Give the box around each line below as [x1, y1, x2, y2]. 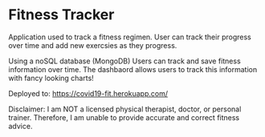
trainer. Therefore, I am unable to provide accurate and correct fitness [8, 112, 240, 122]
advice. [8, 121, 33, 131]
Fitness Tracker [8, 6, 115, 24]
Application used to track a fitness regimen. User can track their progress [8, 32, 251, 42]
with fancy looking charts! [8, 73, 94, 83]
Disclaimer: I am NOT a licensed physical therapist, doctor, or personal [8, 104, 242, 114]
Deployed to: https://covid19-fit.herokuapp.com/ [8, 88, 169, 98]
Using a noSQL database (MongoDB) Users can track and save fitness [8, 56, 241, 66]
